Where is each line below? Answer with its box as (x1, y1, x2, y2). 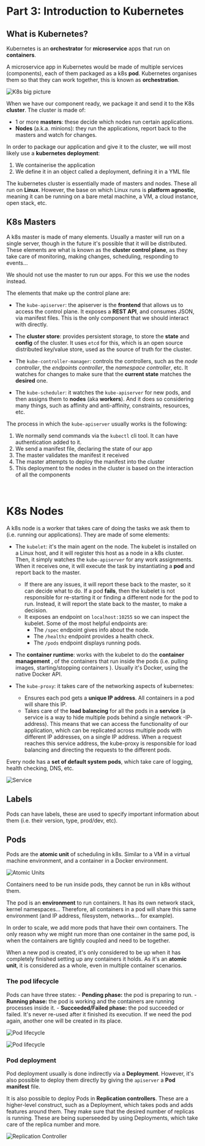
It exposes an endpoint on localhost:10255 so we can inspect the (24, 613, 190, 620)
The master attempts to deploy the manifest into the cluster (15, 457, 165, 465)
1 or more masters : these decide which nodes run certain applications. (15, 118, 194, 125)
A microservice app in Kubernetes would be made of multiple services (6, 63, 184, 70)
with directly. (15, 320, 48, 328)
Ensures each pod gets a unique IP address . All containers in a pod (24, 694, 195, 701)
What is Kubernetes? (6, 29, 89, 39)
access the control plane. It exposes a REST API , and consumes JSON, (15, 308, 195, 315)
